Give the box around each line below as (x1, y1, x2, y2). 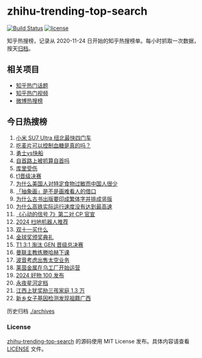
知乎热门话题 (15, 81, 48, 89)
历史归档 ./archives (7, 307, 55, 315)
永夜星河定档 (15, 279, 48, 287)
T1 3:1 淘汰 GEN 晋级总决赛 (15, 241, 84, 248)
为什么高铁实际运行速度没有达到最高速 (15, 203, 112, 210)
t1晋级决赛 (15, 172, 42, 180)
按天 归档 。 (7, 45, 34, 52)
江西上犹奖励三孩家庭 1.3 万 (15, 287, 85, 294)
